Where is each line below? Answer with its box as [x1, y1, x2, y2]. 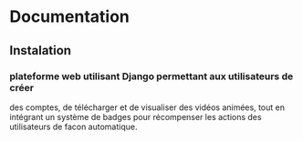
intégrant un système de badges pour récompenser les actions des [9, 111, 262, 122]
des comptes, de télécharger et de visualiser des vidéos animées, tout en [9, 102, 286, 113]
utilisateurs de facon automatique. [9, 121, 138, 132]
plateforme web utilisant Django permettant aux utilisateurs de [9, 70, 294, 83]
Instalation [9, 43, 71, 58]
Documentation [9, 6, 131, 27]
